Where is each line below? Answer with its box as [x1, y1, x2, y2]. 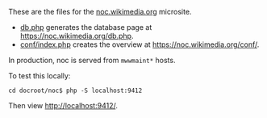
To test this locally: [8, 71, 71, 80]
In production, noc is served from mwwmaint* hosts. [8, 56, 176, 65]
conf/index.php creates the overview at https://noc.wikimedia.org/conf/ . [19, 40, 260, 49]
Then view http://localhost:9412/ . [8, 101, 119, 110]
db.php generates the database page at [19, 23, 152, 32]
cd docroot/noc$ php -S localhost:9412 [8, 86, 143, 95]
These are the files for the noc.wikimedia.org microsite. [8, 7, 192, 16]
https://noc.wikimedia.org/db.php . [19, 32, 134, 40]
